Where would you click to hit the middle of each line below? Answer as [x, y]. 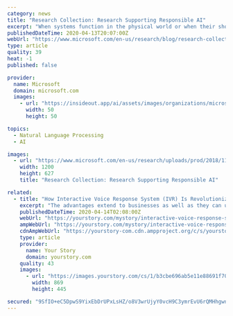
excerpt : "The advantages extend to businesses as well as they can [121, 205]
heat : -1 [20, 59]
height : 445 [50, 289]
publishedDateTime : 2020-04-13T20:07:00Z [68, 33]
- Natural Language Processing [59, 135]
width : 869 [48, 283]
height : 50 [41, 116]
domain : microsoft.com [46, 91]
